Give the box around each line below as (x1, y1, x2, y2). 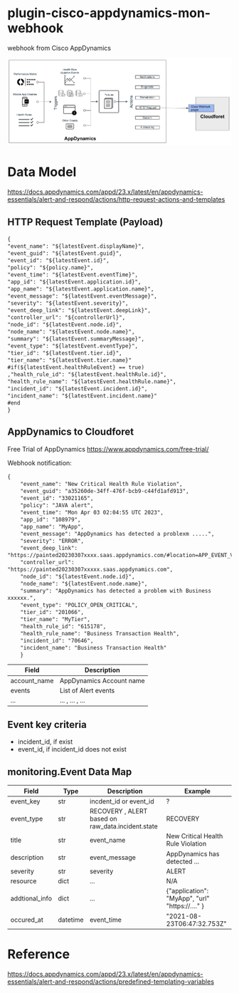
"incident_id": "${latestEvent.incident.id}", (7, 385, 148, 392)
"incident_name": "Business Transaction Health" (20, 644, 167, 651)
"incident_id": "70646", (20, 637, 94, 644)
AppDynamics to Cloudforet (7, 426, 134, 438)
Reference (7, 946, 70, 962)
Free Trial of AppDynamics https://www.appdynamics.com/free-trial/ (7, 444, 209, 453)
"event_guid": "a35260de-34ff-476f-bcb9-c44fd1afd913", (20, 487, 190, 494)
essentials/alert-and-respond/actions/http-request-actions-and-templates (7, 195, 225, 204)
